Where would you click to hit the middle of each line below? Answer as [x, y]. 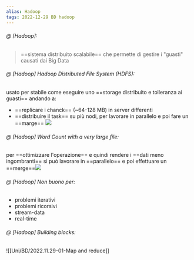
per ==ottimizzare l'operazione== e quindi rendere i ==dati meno [85, 155]
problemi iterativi [35, 200]
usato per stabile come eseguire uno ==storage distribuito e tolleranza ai [94, 92]
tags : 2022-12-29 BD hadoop [41, 17]
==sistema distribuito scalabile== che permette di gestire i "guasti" [102, 54]
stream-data [30, 212]
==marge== [29, 123]
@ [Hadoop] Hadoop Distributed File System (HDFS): [71, 74]
